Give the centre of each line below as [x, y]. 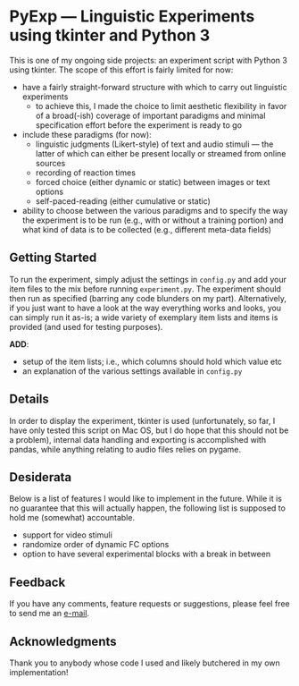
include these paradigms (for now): [87, 134]
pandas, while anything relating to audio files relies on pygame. [125, 449]
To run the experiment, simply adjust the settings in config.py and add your [148, 279]
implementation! [39, 672]
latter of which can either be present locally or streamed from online [161, 153]
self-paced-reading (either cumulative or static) [123, 201]
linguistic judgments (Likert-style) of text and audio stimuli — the [154, 144]
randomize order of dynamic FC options [96, 545]
